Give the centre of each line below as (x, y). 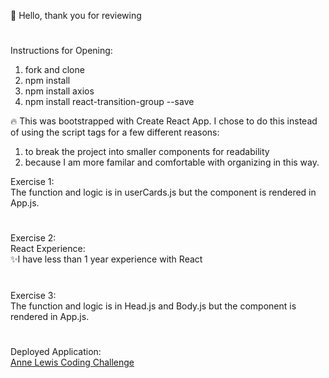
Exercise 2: (33, 238)
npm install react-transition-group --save (109, 102)
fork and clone (54, 70)
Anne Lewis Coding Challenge (72, 362)
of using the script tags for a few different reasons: (115, 132)
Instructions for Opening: (61, 51)
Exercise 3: (33, 295)
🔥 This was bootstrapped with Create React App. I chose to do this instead (164, 121)
